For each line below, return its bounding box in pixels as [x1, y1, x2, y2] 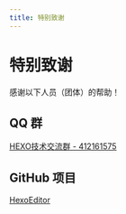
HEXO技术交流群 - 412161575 [9, 141, 117, 152]
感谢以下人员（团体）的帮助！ [9, 87, 120, 98]
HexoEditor [9, 195, 51, 206]
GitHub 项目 [9, 170, 76, 185]
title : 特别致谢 [9, 13, 65, 23]
